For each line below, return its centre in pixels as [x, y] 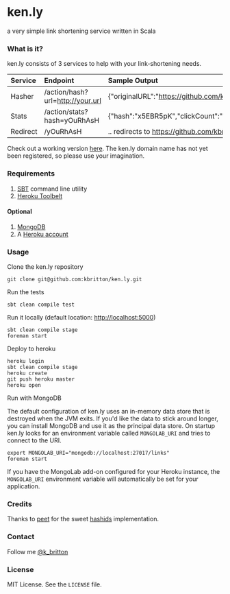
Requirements [31, 174]
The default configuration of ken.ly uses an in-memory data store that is [108, 412]
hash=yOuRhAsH [72, 121]
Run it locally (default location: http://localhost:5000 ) [81, 318]
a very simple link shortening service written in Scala [81, 31]
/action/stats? [66, 112]
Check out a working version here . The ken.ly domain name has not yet [107, 149]
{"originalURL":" [133, 97]
